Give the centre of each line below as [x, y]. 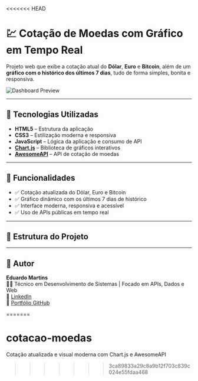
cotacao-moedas [49, 338]
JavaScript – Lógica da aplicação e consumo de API [78, 141]
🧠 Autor [20, 263]
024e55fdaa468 [128, 372]
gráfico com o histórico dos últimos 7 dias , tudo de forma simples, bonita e [98, 73]
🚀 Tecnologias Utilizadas [52, 115]
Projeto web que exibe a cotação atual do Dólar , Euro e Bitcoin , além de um [98, 66]
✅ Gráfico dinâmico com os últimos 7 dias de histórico [81, 199]
